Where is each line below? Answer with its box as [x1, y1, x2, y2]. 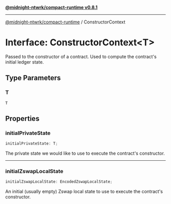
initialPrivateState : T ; [5, 141, 58, 147]
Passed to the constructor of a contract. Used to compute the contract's [5, 53, 157, 60]
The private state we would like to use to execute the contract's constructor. [5, 150, 165, 157]
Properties [5, 114, 40, 123]
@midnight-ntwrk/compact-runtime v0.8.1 [5, 5, 98, 10]
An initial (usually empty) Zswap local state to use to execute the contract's [5, 188, 163, 195]
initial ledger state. [5, 59, 44, 65]
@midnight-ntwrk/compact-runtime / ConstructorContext [5, 19, 126, 25]
